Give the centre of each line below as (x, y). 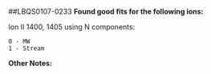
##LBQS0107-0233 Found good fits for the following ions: (106, 12)
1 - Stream (26, 49)
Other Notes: (30, 63)
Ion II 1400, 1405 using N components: (72, 27)
